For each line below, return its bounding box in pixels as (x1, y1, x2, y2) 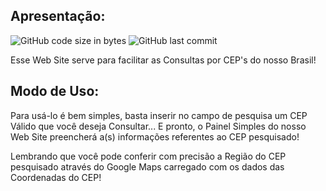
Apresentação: (10, 8, 106, 25)
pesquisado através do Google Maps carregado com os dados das (10, 160, 285, 173)
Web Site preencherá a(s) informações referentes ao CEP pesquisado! (10, 130, 300, 143)
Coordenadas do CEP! (10, 171, 102, 183)
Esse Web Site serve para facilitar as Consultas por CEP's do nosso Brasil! (10, 54, 317, 66)
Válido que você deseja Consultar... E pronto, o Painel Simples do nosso (10, 120, 307, 132)
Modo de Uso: (10, 83, 100, 100)
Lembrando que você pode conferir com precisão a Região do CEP (10, 150, 287, 162)
